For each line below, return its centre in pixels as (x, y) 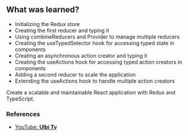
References (23, 114)
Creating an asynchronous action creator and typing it (81, 55)
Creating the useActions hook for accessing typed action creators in (98, 62)
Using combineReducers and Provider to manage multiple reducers (97, 37)
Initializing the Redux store (47, 24)
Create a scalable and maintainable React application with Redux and (91, 92)
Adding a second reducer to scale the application (75, 74)
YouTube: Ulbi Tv (36, 127)
